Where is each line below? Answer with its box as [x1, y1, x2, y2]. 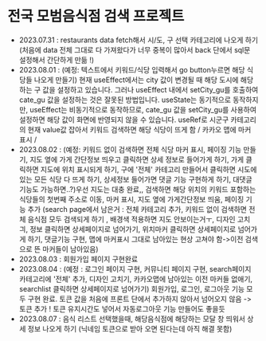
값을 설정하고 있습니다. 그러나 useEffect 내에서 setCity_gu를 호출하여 [42, 84, 259, 94]
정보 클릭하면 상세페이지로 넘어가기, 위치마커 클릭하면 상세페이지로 [29, 224, 237, 233]
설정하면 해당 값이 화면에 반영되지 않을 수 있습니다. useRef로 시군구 [18, 115, 229, 124]
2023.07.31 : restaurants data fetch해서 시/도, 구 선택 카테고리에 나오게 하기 [18, 35, 259, 45]
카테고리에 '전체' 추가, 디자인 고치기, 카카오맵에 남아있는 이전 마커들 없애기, [18, 274, 252, 284]
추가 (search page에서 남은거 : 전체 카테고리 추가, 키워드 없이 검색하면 [27, 204, 248, 214]
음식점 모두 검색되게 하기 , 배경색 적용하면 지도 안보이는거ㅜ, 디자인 [27, 214, 236, 224]
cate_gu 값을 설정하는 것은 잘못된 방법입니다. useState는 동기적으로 [18, 95, 232, 104]
